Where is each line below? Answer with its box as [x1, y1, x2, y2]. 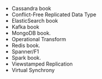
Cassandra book [11, 5, 51, 12]
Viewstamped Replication [11, 60, 73, 67]
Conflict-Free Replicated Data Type [11, 11, 97, 18]
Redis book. [11, 42, 41, 49]
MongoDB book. [11, 30, 51, 37]
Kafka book [11, 23, 40, 30]
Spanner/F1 [11, 48, 39, 55]
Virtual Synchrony [11, 67, 55, 73]
